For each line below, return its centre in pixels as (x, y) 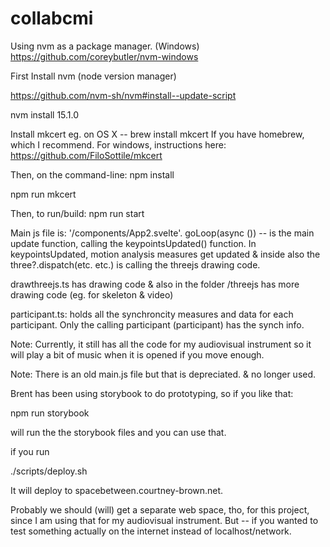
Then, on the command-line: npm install (92, 174)
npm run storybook (50, 413)
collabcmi (52, 18)
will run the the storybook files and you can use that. (118, 432)
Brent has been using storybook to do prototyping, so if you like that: (152, 393)
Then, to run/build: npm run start (77, 213)
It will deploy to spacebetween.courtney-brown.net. (117, 490)
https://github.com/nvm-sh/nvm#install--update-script (123, 95)
